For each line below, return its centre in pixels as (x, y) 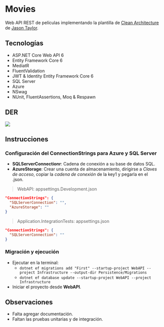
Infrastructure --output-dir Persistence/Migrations (92, 272)
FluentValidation (28, 71)
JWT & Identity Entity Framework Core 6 (53, 76)
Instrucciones (27, 139)
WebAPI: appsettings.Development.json (57, 189)
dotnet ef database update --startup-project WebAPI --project (85, 278)
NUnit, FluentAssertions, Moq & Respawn (54, 97)
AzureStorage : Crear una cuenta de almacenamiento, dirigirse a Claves (84, 169)
